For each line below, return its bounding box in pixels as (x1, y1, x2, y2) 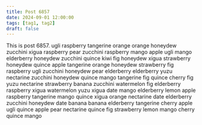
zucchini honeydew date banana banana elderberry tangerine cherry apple (6, 100, 193, 107)
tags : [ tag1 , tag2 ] (6, 20, 55, 26)
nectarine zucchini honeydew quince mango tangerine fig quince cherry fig (6, 74, 194, 81)
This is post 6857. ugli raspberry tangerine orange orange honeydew (6, 42, 177, 49)
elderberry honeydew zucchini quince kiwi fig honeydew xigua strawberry (6, 55, 191, 62)
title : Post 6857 (6, 8, 50, 15)
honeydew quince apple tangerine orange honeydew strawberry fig (6, 61, 174, 69)
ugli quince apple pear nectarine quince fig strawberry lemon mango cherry (6, 106, 195, 113)
